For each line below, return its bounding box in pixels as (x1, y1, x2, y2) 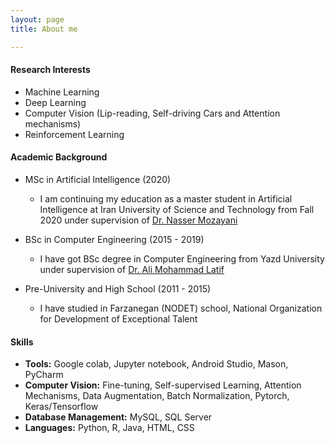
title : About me (10, 24, 78, 34)
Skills (10, 336, 34, 348)
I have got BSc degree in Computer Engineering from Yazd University (39, 252, 325, 265)
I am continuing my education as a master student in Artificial (39, 192, 293, 205)
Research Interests (10, 64, 91, 76)
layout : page (10, 14, 65, 25)
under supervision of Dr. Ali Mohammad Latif (39, 263, 225, 275)
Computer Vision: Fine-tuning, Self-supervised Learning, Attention (24, 379, 302, 391)
